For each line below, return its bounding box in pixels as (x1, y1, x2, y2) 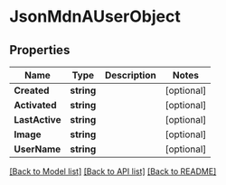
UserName (14, 143, 61, 155)
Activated (14, 99, 57, 111)
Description (105, 69, 156, 81)
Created (14, 84, 50, 97)
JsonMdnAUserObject (9, 6, 181, 27)
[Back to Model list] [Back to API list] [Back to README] (9, 166, 217, 177)
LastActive (14, 114, 61, 125)
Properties (9, 42, 71, 58)
